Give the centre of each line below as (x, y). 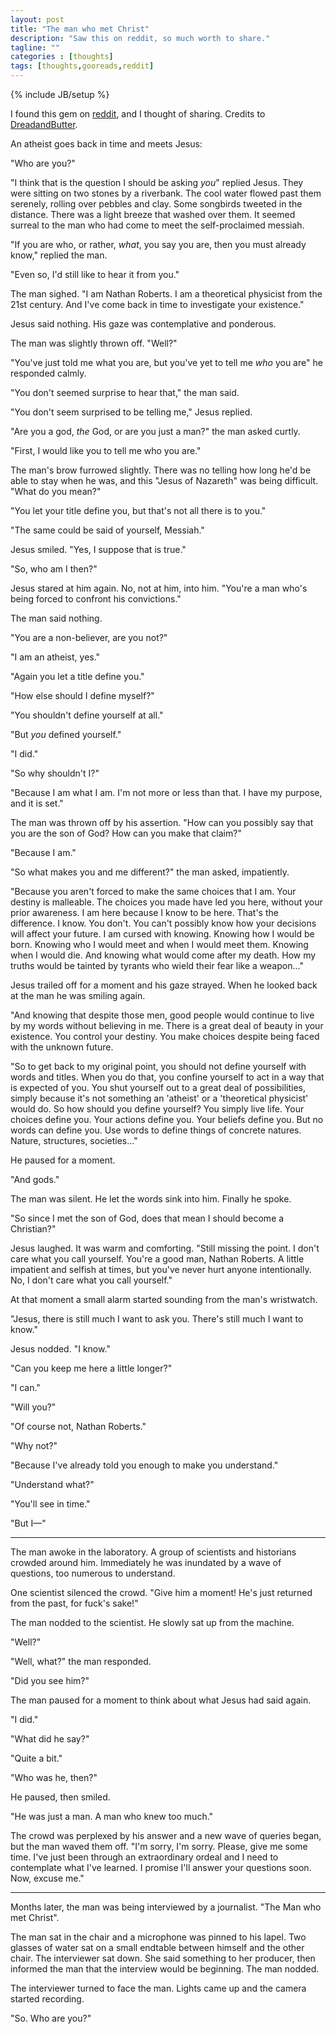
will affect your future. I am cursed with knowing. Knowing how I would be (162, 934)
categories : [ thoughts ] (62, 57)
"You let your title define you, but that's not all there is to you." (138, 510)
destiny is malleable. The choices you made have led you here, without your (166, 902)
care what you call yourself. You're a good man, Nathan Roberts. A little (157, 1259)
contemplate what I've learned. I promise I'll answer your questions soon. (161, 1867)
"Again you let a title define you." (77, 676)
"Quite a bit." (36, 1758)
